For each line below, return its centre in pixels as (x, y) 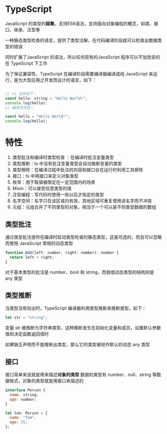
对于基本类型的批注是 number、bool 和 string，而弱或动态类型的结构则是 (80, 272)
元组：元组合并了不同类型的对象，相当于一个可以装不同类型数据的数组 (84, 207)
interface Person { (25, 390)
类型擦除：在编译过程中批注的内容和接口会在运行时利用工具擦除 (78, 170)
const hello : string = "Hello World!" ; (46, 98)
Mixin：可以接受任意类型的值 (42, 188)
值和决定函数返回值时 (27, 334)
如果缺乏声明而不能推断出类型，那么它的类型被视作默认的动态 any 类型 (78, 345)
